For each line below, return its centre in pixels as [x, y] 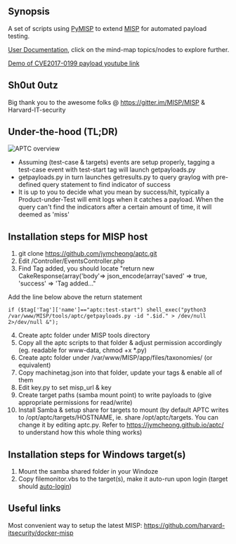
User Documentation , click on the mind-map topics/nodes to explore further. [119, 49]
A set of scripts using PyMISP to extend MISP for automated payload [107, 28]
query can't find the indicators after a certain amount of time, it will [115, 207]
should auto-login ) [45, 486]
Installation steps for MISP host [78, 237]
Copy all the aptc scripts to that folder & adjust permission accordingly [120, 343]
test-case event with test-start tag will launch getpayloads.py [107, 170]
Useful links [35, 509]
